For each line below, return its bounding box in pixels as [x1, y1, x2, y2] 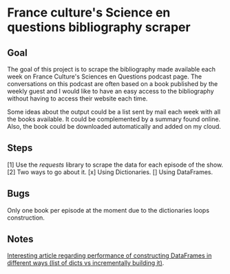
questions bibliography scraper [7, 19, 191, 35]
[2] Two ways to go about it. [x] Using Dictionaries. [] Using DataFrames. [7, 167, 213, 176]
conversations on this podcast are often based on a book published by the [7, 80, 218, 87]
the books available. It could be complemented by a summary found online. [7, 115, 221, 123]
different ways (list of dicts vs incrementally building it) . [7, 259, 165, 267]
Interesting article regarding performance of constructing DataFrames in [7, 251, 212, 260]
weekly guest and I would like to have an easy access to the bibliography [7, 87, 215, 95]
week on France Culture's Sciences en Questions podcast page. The [7, 72, 202, 81]
